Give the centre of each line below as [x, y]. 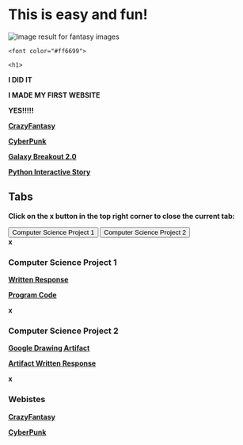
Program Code [32, 295]
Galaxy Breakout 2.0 [42, 156]
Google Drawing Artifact [49, 348]
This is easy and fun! [78, 15]
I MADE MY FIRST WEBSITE [54, 95]
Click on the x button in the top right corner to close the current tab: [121, 216]
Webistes [27, 400]
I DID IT [20, 79]
